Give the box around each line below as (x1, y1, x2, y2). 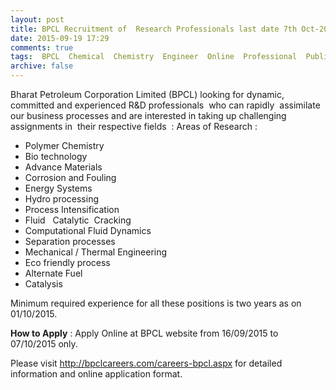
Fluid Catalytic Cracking (24, 214, 132, 226)
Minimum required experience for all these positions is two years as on (10, 297, 302, 309)
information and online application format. (10, 368, 183, 380)
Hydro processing (24, 193, 99, 205)
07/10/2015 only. (10, 338, 78, 350)
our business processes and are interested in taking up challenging (10, 110, 287, 121)
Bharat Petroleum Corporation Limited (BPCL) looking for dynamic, (10, 89, 285, 100)
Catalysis (24, 278, 63, 290)
